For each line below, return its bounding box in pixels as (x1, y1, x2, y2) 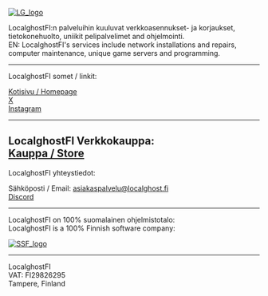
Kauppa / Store (8, 147, 85, 160)
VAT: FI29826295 (8, 270, 66, 279)
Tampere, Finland (8, 278, 66, 288)
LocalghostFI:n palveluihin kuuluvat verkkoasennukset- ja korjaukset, (8, 23, 235, 32)
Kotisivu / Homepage (8, 87, 77, 96)
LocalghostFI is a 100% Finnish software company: (8, 223, 175, 233)
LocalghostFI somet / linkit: (8, 72, 97, 81)
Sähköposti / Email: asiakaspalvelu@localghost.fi (8, 184, 169, 193)
